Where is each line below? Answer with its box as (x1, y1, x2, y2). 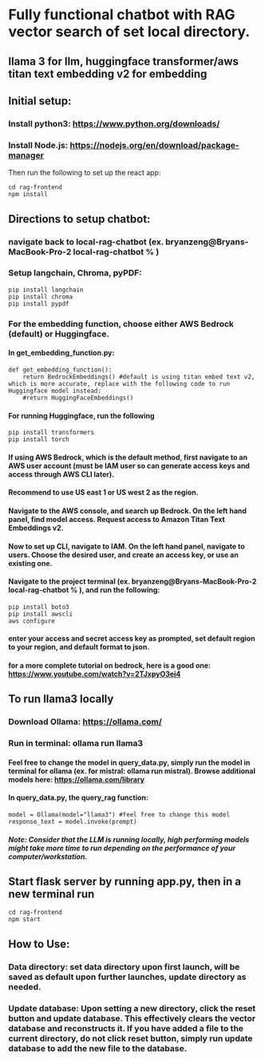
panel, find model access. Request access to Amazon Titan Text (8, 514, 225, 524)
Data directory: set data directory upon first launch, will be (8, 961, 240, 972)
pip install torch (8, 436, 69, 444)
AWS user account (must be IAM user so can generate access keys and (8, 460, 250, 470)
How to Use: (8, 937, 70, 950)
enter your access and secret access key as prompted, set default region (8, 634, 255, 644)
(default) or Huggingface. (8, 328, 109, 339)
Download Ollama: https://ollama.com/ (8, 717, 162, 728)
